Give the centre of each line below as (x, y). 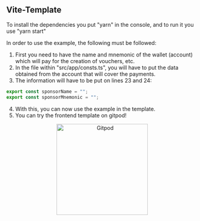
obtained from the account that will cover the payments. (85, 74)
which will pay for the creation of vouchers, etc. (75, 61)
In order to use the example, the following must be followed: (81, 42)
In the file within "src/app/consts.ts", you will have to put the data (97, 67)
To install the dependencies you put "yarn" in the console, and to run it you (100, 24)
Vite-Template (34, 10)
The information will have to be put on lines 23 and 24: (83, 80)
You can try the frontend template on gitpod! (71, 115)
